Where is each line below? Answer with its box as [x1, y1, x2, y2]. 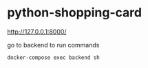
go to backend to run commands [7, 41, 100, 49]
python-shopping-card [7, 5, 142, 21]
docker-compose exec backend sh [7, 54, 100, 61]
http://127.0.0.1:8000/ [7, 27, 67, 36]
